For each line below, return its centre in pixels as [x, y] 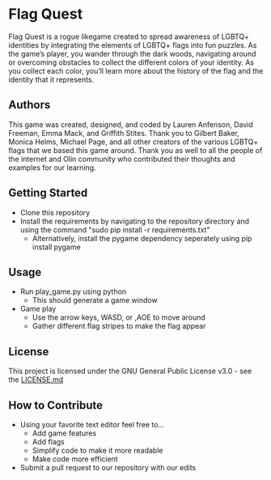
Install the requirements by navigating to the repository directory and [134, 221]
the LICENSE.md [36, 380]
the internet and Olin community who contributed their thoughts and [122, 159]
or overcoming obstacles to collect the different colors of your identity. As [131, 62]
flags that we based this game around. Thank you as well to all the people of [135, 150]
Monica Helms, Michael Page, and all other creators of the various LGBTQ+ [133, 142]
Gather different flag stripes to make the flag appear [119, 326]
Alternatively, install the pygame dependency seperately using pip [142, 238]
